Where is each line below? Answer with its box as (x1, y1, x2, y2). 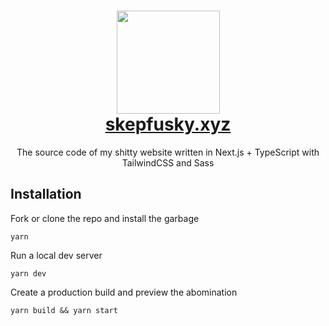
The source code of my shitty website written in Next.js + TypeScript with (16, 146, 320, 158)
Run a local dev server (10, 249, 103, 261)
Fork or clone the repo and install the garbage (10, 212, 200, 224)
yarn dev (10, 268, 47, 279)
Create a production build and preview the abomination (10, 286, 238, 298)
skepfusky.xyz (104, 113, 232, 136)
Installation (10, 186, 82, 203)
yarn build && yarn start (10, 305, 118, 315)
